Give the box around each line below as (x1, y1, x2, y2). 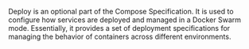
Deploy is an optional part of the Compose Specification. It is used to (8, 7, 234, 16)
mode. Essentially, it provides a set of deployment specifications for (8, 24, 231, 32)
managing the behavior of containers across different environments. (8, 32, 231, 41)
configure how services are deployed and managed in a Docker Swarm (8, 15, 241, 24)
